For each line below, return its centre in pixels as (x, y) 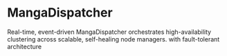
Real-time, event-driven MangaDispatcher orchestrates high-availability (109, 32)
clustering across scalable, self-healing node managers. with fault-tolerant (113, 39)
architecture (25, 46)
